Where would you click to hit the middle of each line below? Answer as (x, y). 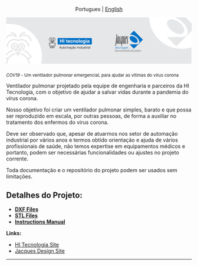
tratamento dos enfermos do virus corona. (57, 122)
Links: (14, 234)
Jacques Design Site (39, 251)
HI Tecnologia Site (37, 245)
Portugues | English (99, 9)
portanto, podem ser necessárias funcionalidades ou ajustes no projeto (93, 153)
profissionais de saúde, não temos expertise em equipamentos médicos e (96, 146)
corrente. (17, 159)
